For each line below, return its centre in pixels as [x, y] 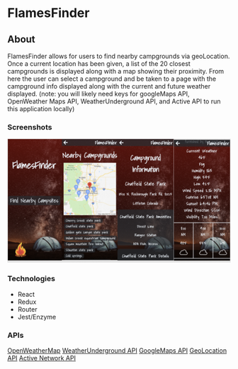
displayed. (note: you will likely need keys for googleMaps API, [98, 94]
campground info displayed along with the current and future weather [109, 86]
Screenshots [30, 127]
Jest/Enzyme [37, 317]
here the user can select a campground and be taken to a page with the [112, 79]
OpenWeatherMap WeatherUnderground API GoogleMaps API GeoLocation [117, 350]
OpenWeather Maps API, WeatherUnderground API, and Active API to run [114, 101]
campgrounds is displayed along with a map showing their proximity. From [116, 71]
